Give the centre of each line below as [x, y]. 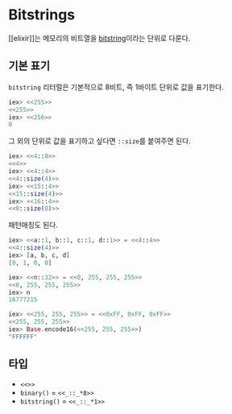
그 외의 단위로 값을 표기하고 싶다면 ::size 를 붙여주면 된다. [99, 141]
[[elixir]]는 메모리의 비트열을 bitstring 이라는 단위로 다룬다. [99, 38]
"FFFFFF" [23, 337]
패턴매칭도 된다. [33, 225]
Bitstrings [42, 15]
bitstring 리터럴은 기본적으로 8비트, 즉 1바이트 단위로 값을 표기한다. [116, 87]
